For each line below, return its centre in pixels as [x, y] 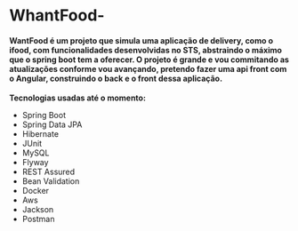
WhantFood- [57, 16]
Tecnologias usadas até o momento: [78, 98]
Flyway [35, 163]
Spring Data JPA [52, 124]
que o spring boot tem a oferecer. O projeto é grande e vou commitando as [149, 60]
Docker [36, 191]
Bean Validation [51, 181]
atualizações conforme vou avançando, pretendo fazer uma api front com [148, 68]
